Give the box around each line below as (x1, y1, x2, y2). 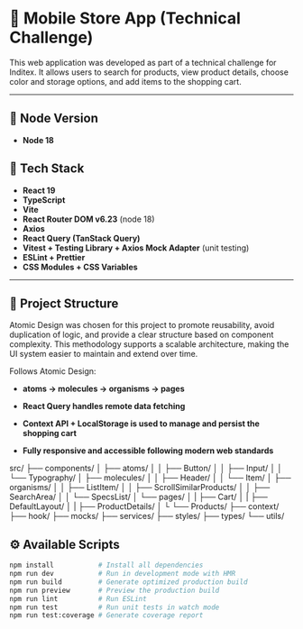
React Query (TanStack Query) (22, 232, 141, 243)
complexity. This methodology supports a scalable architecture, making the (9, 339, 289, 350)
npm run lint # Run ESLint (9, 594, 147, 603)
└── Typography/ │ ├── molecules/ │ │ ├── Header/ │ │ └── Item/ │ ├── (9, 472, 291, 483)
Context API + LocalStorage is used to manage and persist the (22, 418, 260, 429)
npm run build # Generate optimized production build (9, 577, 248, 587)
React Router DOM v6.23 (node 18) (22, 214, 155, 224)
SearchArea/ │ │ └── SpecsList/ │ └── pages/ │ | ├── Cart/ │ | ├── (9, 491, 268, 503)
